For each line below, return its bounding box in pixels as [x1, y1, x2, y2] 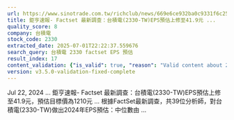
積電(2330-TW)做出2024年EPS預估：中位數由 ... [7, 105, 147, 114]
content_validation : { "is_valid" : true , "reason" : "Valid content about [7, 62, 223, 69]
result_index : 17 [7, 55, 58, 62]
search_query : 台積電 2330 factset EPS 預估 [7, 49, 134, 56]
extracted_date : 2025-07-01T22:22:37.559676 [7, 42, 139, 49]
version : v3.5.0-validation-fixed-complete [7, 68, 136, 75]
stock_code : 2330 [7, 36, 58, 43]
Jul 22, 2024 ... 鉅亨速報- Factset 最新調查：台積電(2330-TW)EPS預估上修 [7, 88, 221, 96]
